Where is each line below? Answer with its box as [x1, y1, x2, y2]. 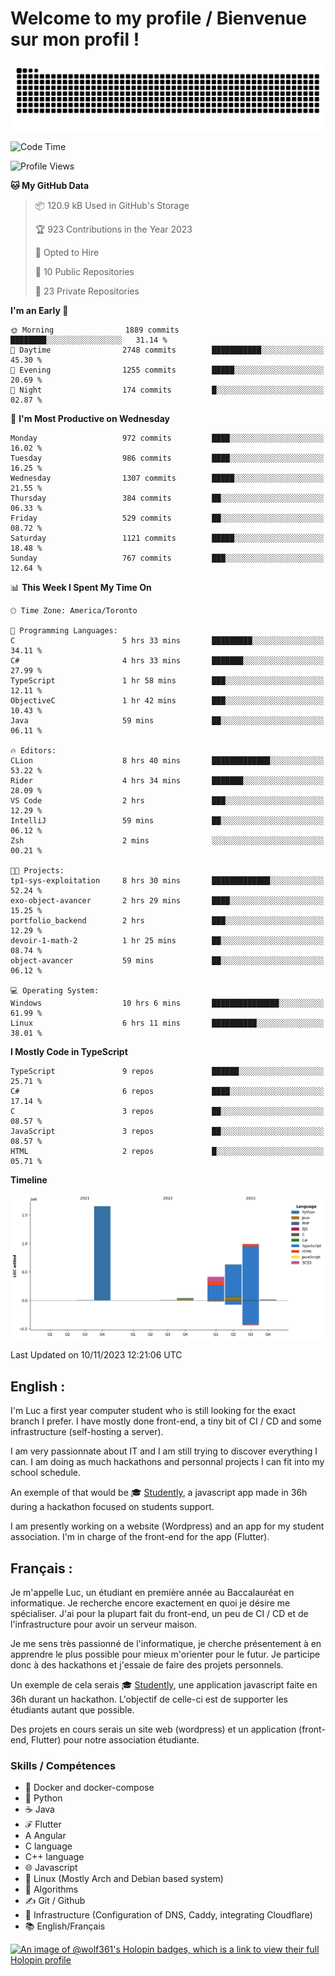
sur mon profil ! [10, 28, 140, 51]
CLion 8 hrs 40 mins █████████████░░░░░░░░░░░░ [10, 755, 325, 766]
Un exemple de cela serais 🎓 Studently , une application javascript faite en [10, 1679, 318, 1691]
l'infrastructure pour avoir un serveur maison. [10, 1618, 198, 1631]
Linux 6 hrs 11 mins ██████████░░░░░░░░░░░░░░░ [10, 1018, 325, 1028]
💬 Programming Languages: [10, 625, 118, 636]
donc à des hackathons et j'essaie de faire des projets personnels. [10, 1659, 284, 1671]
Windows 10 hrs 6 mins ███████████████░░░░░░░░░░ [10, 998, 325, 1008]
